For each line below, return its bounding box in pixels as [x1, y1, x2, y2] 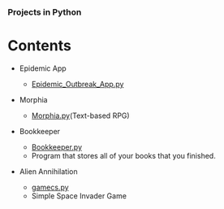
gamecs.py [31, 182, 70, 192]
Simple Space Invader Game [31, 190, 127, 201]
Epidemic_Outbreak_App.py [31, 79, 124, 89]
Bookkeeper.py [31, 142, 83, 152]
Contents [7, 37, 72, 55]
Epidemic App [19, 63, 67, 73]
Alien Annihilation [19, 166, 78, 176]
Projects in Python [7, 7, 82, 18]
